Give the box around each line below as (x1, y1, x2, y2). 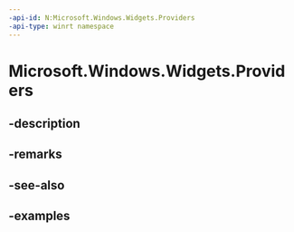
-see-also (8, 178, 65, 193)
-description (8, 116, 81, 131)
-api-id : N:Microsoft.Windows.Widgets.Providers (8, 13, 195, 23)
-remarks (8, 147, 62, 162)
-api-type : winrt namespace (8, 22, 115, 31)
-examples (8, 208, 71, 224)
